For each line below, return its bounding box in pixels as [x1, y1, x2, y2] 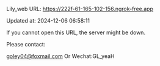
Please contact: [6, 41, 46, 48]
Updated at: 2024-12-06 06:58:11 [6, 17, 90, 24]
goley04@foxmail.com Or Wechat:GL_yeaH [6, 53, 115, 60]
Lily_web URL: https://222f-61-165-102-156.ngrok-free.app [6, 5, 154, 12]
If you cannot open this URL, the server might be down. [6, 29, 145, 36]
